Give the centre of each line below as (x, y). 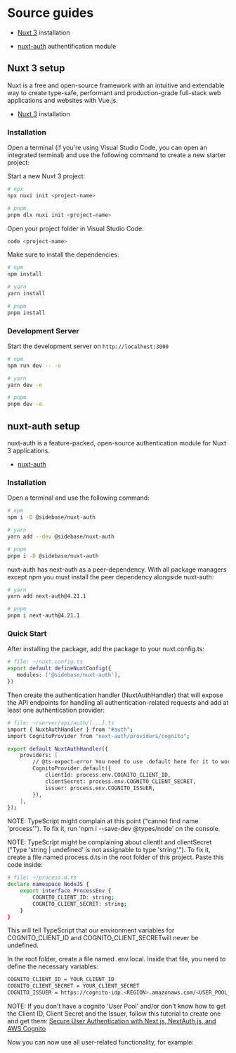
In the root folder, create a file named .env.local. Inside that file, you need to (117, 959)
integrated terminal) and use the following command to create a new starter (117, 155)
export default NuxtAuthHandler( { (58, 749)
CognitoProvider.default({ (72, 769)
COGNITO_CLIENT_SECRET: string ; (80, 904)
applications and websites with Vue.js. (63, 100)
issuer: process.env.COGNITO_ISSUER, (100, 788)
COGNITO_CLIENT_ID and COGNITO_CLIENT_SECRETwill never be (103, 938)
